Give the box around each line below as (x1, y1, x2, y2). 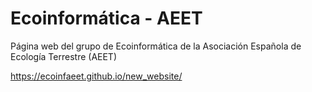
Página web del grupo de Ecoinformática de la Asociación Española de (10, 40, 302, 52)
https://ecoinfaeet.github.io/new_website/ (10, 70, 183, 82)
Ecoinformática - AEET (10, 7, 203, 30)
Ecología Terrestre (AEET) (10, 50, 118, 62)
